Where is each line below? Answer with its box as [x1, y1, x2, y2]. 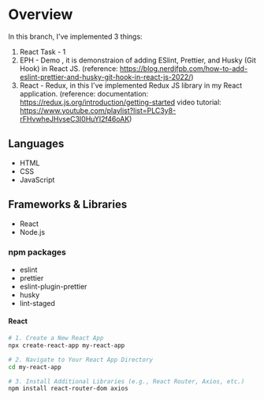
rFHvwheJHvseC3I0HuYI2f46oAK [19, 114, 130, 123]
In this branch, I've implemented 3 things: [8, 32, 143, 41]
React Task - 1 [19, 47, 66, 56]
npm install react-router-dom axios [8, 385, 128, 393]
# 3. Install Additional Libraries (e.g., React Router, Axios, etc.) [8, 377, 245, 385]
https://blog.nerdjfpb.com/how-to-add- [119, 63, 248, 73]
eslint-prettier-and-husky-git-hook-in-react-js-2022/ [19, 72, 191, 81]
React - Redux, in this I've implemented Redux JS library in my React [19, 81, 243, 90]
